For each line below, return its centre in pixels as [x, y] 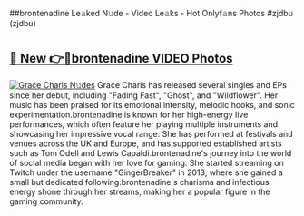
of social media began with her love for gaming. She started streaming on [147, 162]
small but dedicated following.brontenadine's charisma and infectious [139, 182]
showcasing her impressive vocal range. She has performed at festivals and [151, 133]
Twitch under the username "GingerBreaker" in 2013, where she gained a [146, 172]
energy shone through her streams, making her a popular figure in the [140, 191]
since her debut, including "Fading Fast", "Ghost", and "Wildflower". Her [144, 95]
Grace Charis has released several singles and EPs [192, 84]
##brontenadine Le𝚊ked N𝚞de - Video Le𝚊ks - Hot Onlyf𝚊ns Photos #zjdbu [151, 13]
